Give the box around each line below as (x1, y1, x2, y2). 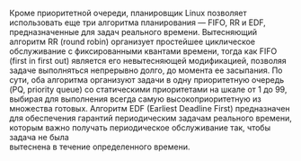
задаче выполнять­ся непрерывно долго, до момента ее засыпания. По (9, 65, 283, 76)
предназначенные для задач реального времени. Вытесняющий (9, 27, 258, 37)
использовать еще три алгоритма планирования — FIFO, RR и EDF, (9, 17, 267, 28)
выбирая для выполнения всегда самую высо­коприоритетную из (9, 94, 262, 104)
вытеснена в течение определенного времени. (9, 141, 190, 152)
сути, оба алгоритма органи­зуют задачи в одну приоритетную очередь (9, 75, 285, 85)
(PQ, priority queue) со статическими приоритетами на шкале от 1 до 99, (9, 85, 288, 94)
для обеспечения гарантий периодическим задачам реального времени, (9, 112, 292, 123)
